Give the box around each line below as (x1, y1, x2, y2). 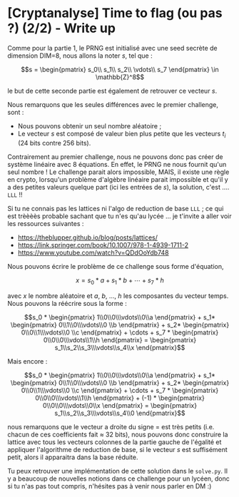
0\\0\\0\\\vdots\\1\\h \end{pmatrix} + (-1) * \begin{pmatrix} (35, 394, 205, 402)
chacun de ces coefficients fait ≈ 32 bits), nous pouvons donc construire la (7, 430, 228, 439)
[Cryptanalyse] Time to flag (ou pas (7, 5, 223, 21)
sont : (7, 108, 24, 116)
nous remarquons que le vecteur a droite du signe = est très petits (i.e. (7, 422, 215, 431)
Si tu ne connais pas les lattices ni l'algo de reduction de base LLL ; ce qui (7, 204, 224, 212)
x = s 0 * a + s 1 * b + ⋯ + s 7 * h (76, 276, 164, 286)
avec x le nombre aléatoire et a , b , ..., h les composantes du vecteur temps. (7, 291, 229, 300)
